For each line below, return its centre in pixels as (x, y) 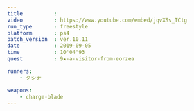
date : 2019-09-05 (49, 46)
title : (32, 14)
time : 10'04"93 (46, 53)
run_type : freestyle (48, 26)
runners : (20, 71)
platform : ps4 (38, 33)
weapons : (20, 90)
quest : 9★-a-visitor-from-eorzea (71, 59)
